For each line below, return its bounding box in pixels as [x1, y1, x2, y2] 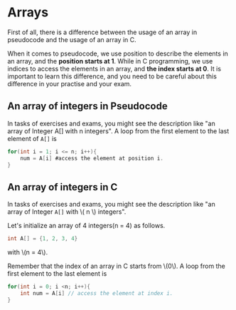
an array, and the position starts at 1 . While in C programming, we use [7, 56, 213, 65]
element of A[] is [7, 134, 57, 143]
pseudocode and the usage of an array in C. [7, 35, 136, 43]
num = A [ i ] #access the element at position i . [20, 155, 163, 162]
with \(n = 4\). [7, 248, 48, 257]
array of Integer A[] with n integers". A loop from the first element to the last [7, 126, 230, 135]
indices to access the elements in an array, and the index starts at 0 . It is [7, 64, 222, 73]
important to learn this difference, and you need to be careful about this [7, 72, 217, 81]
